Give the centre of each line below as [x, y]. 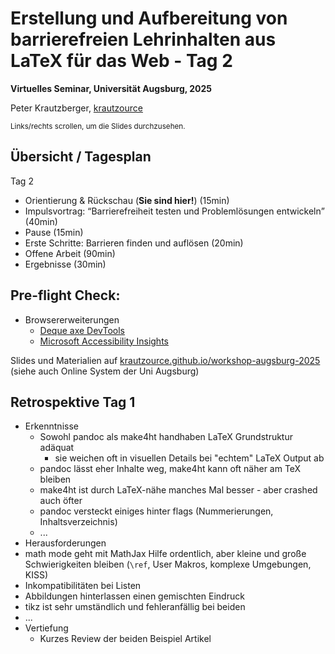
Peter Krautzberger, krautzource [76, 108]
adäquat [57, 448]
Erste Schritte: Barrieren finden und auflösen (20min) [134, 243]
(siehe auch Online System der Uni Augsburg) [105, 371]
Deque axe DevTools [82, 330]
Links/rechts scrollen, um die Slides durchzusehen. [98, 126]
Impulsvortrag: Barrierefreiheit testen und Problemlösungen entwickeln [173, 211]
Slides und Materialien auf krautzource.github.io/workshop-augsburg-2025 [165, 360]
